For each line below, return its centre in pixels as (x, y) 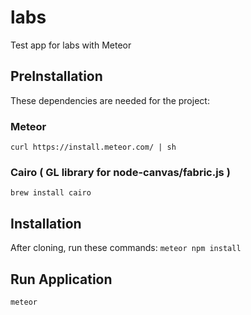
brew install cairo (51, 193)
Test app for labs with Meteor (71, 45)
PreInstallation (56, 76)
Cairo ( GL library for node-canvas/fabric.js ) (120, 172)
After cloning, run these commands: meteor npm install (126, 248)
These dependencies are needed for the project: (110, 100)
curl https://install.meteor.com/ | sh (93, 147)
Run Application (61, 279)
